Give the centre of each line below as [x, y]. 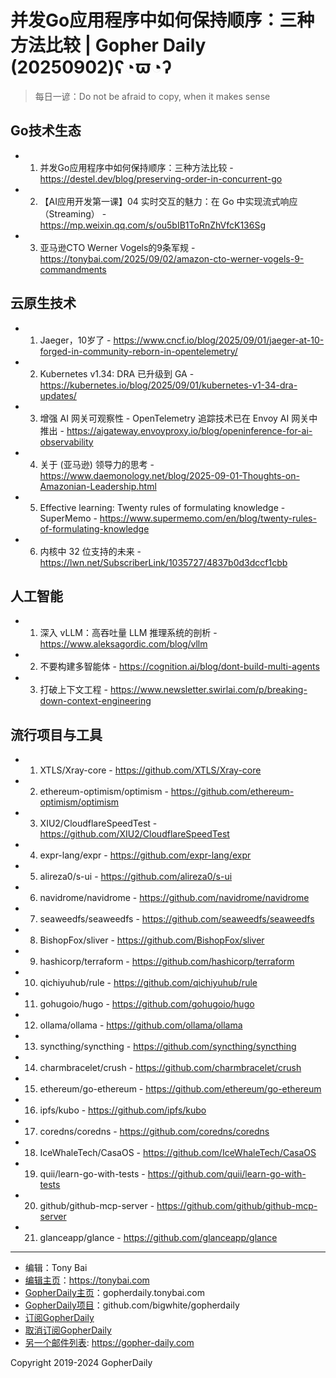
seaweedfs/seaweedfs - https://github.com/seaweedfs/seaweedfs [177, 919]
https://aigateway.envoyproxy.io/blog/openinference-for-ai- [189, 430]
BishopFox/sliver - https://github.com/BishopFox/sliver [152, 940]
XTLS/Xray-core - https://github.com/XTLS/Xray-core [150, 770]
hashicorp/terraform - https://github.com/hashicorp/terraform [167, 962]
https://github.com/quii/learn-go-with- [227, 1174]
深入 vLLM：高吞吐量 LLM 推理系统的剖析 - [128, 633]
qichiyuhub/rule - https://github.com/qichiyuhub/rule [148, 983]
